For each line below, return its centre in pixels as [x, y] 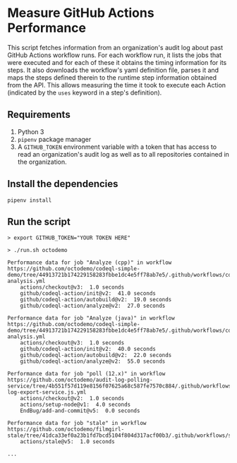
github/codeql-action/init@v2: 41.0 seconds [88, 294]
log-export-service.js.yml [47, 392]
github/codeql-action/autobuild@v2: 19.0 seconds [96, 300]
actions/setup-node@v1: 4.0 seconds [75, 405]
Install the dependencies [63, 184]
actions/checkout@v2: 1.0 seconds [72, 399]
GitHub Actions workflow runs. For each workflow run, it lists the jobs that [115, 55]
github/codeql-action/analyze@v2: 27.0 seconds [93, 306]
